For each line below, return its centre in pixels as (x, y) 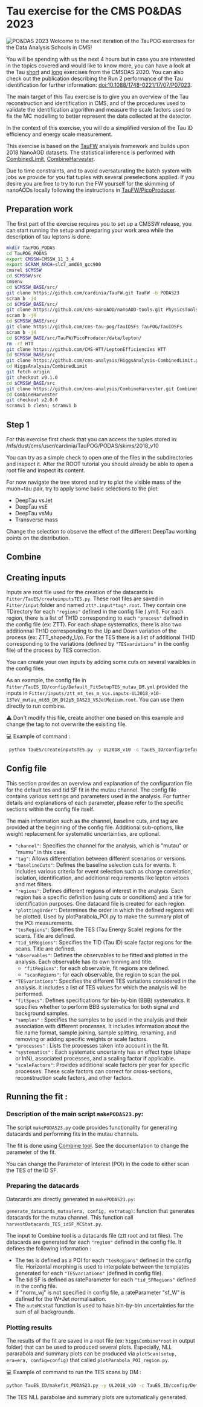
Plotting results (29, 1327)
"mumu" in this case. (41, 852)
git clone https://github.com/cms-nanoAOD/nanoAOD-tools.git (85, 310)
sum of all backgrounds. (45, 1312)
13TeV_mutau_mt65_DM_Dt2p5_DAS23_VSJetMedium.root (71, 700)
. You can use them (160, 700)
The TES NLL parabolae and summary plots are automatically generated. (97, 1397)
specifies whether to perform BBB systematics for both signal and (97, 1006)
